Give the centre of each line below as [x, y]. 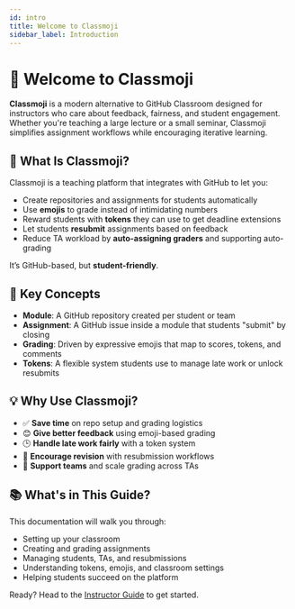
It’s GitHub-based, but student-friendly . [84, 266]
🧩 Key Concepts [55, 294]
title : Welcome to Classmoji [64, 26]
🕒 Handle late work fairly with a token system [109, 443]
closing [36, 334]
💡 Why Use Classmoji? [74, 401]
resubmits [41, 373]
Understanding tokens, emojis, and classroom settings [123, 568]
